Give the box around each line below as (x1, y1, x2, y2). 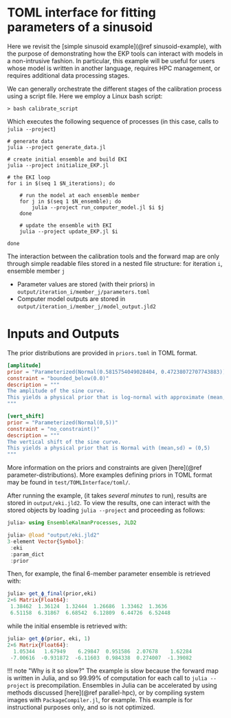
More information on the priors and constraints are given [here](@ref (7, 464, 202, 472)
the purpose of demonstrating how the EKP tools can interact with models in (7, 49, 223, 58)
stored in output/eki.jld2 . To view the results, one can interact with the (7, 499, 211, 507)
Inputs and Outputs (7, 326, 120, 341)
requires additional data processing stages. (7, 71, 130, 80)
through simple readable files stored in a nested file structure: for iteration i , (7, 259, 223, 267)
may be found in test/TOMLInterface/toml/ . (7, 478, 131, 486)
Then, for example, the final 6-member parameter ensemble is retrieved (7, 570, 211, 578)
